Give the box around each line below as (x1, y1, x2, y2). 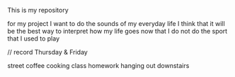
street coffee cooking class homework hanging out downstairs (7, 62, 190, 69)
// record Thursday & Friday (7, 48, 88, 56)
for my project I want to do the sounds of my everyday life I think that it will (7, 20, 225, 27)
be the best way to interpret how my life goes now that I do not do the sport (7, 27, 228, 35)
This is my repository (7, 6, 69, 14)
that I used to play (7, 34, 60, 43)
